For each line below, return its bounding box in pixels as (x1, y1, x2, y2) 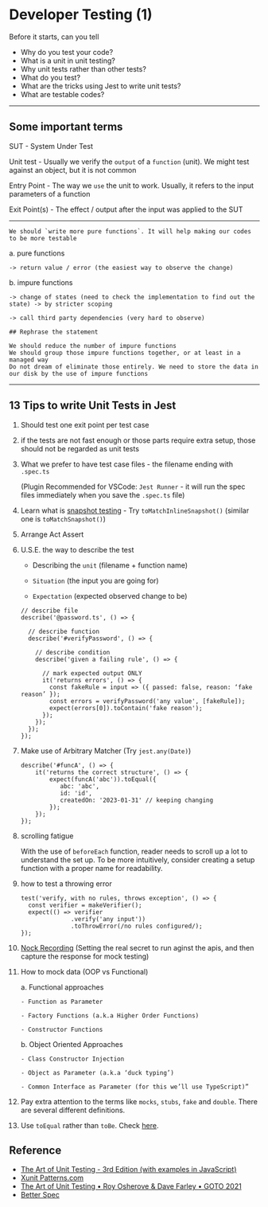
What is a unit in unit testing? (20, 56, 116, 65)
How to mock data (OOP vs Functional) (20, 967, 149, 976)
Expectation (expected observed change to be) (32, 591, 188, 600)
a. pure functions (9, 248, 65, 258)
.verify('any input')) (71, 915, 146, 923)
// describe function (28, 627, 100, 635)
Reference (9, 1143, 62, 1157)
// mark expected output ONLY (41, 669, 142, 678)
